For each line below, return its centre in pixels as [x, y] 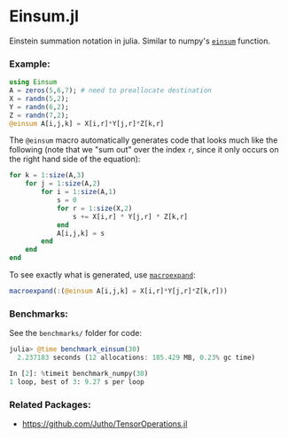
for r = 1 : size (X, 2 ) [94, 208]
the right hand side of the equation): [75, 159]
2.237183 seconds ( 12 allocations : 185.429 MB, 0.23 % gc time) [136, 358]
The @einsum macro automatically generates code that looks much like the [144, 140]
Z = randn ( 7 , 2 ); [39, 115]
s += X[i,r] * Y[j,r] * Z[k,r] [130, 216]
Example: [30, 64]
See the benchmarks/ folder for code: [75, 333]
